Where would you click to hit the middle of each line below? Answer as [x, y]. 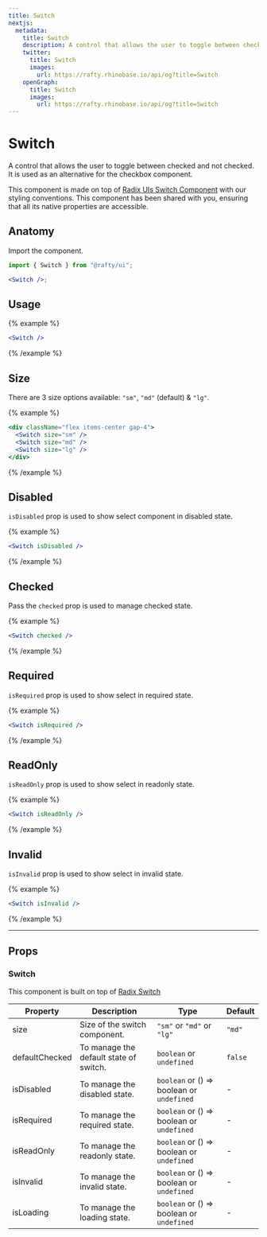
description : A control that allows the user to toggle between [131, 45]
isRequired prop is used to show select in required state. [101, 695]
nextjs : [21, 23]
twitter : [37, 53]
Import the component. [46, 251]
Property [42, 1011]
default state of [108, 1057]
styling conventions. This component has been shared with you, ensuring [128, 198]
